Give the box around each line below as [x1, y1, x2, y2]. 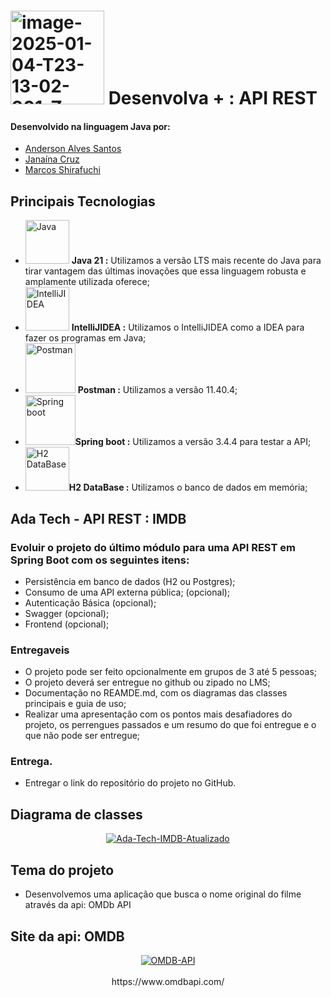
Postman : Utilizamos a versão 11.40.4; [77, 384, 238, 396]
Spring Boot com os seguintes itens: [10, 553, 190, 567]
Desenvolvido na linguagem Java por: [10, 120, 171, 132]
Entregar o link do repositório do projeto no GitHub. [24, 777, 237, 789]
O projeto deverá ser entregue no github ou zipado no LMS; [24, 676, 271, 689]
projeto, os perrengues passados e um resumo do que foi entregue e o [24, 719, 317, 731]
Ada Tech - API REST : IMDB [10, 510, 187, 527]
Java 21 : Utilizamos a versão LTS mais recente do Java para [71, 255, 322, 267]
